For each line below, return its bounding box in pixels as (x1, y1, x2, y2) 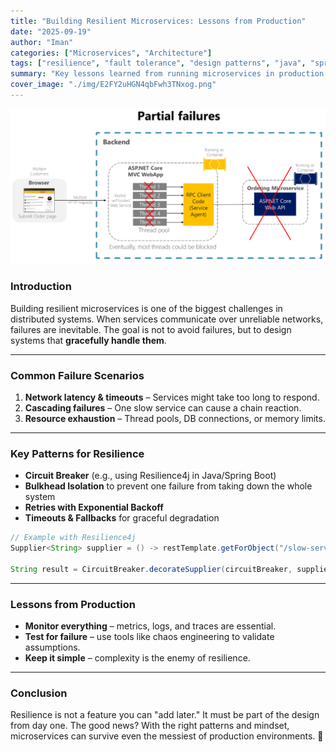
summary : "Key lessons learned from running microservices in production (10, 69, 325, 79)
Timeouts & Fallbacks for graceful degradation (24, 512, 220, 524)
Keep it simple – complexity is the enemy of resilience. (24, 652, 251, 664)
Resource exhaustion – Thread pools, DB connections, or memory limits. (24, 413, 326, 425)
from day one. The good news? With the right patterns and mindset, (10, 720, 290, 732)
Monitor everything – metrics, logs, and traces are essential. (24, 620, 277, 632)
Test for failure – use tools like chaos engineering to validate (24, 631, 275, 643)
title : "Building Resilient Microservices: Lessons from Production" (10, 16, 307, 26)
